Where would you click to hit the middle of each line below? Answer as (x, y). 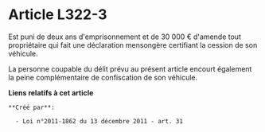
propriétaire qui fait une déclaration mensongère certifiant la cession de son (133, 45)
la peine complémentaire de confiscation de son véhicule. (103, 77)
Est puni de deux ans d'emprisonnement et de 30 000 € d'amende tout (125, 37)
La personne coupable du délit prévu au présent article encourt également (130, 68)
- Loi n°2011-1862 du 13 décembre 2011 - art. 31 (99, 121)
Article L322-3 (58, 15)
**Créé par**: (32, 107)
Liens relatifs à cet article (51, 92)
